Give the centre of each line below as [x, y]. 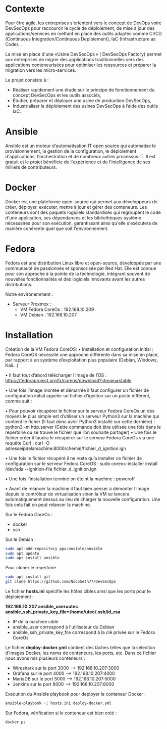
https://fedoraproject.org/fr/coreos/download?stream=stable [68, 380]
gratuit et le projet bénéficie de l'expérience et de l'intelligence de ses [78, 162]
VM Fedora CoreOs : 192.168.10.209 [57, 309]
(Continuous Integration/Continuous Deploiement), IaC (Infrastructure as [80, 39]
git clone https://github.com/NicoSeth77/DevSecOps [61, 582]
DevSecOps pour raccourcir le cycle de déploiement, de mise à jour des [80, 28]
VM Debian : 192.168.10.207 [48, 314]
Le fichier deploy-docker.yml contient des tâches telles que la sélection [80, 648]
